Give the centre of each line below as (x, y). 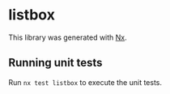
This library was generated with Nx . (68, 37)
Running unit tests (55, 63)
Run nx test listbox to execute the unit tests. (85, 82)
